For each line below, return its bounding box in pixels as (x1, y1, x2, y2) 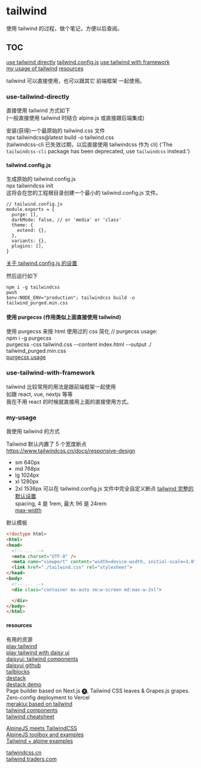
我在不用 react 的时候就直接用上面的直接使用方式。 (6, 398, 132, 405)
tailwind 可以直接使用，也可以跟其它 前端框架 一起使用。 (6, 77, 145, 84)
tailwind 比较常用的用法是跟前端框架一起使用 (6, 383, 116, 390)
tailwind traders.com (6, 755, 57, 762)
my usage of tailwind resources (6, 65, 84, 72)
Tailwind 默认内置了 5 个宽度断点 (6, 440, 87, 448)
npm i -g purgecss (6, 334, 52, 342)
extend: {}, (17, 228, 47, 234)
